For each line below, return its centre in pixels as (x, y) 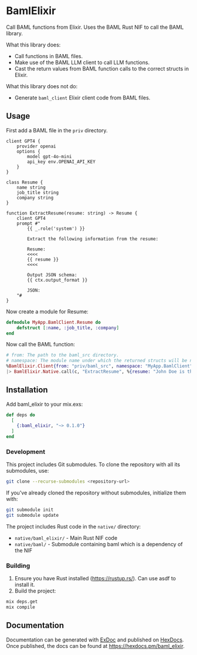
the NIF (23, 550)
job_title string (38, 192)
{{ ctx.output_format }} (57, 280)
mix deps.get (22, 602)
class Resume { (25, 182)
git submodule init (30, 510)
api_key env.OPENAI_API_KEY (61, 162)
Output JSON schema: (52, 275)
